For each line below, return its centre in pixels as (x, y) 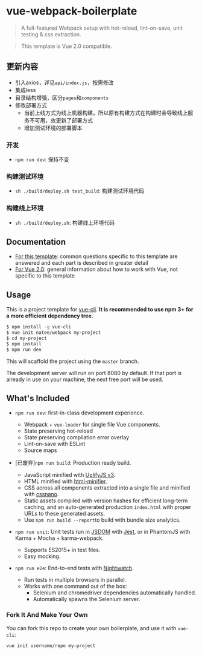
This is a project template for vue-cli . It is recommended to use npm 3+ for (100, 310)
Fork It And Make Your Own (47, 615)
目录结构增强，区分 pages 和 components (62, 98)
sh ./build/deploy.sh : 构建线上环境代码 (65, 222)
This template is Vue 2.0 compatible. (67, 46)
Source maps (40, 450)
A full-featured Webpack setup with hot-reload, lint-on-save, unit (102, 28)
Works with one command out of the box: (75, 587)
